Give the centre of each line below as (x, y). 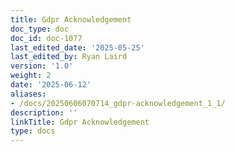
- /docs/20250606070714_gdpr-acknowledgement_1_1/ (118, 103)
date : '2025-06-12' (51, 85)
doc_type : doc (40, 29)
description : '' (44, 112)
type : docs (33, 131)
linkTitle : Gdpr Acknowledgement (80, 122)
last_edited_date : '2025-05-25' (77, 47)
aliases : (28, 94)
